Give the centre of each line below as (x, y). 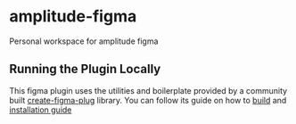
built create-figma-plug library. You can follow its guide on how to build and (148, 100)
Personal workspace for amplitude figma (84, 41)
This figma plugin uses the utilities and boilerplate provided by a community (148, 90)
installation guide (41, 110)
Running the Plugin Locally (85, 69)
